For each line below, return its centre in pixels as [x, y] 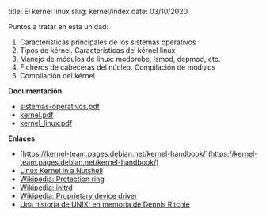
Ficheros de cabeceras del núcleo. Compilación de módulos [118, 67]
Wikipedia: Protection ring [62, 179]
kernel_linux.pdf [46, 123]
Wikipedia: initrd [46, 188]
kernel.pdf [36, 115]
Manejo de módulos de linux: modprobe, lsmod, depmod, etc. [120, 59]
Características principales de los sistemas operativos [108, 42]
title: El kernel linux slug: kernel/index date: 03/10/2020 [98, 11]
